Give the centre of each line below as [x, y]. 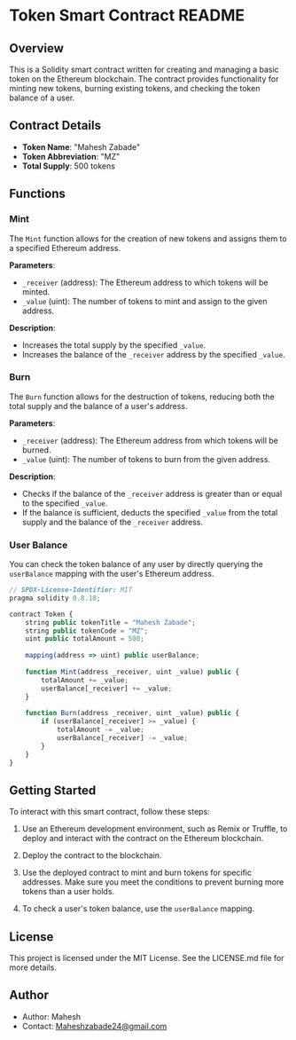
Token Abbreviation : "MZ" [71, 156]
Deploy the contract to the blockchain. [92, 855]
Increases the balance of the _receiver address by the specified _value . [153, 354]
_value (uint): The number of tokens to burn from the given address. [146, 459]
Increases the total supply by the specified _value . [114, 345]
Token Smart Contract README [127, 16]
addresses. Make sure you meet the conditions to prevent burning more [153, 882]
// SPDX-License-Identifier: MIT [71, 590]
